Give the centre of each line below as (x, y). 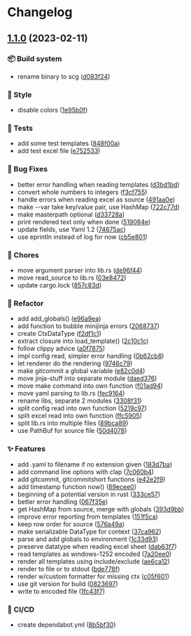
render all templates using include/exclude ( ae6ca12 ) (93, 561)
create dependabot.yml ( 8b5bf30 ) (66, 624)
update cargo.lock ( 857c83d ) (59, 285)
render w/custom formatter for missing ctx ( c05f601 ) (93, 576)
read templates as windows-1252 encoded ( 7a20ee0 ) (94, 554)
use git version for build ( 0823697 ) (68, 583)
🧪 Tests (20, 129)
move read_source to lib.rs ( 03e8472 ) (72, 278)
